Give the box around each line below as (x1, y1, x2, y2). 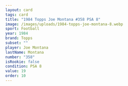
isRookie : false (5, 59, 39, 64)
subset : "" (5, 40, 28, 46)
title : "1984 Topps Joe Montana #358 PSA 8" (5, 17, 101, 22)
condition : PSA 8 (5, 64, 42, 69)
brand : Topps (5, 36, 33, 41)
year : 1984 (5, 31, 28, 36)
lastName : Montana (5, 50, 44, 55)
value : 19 (5, 69, 26, 74)
